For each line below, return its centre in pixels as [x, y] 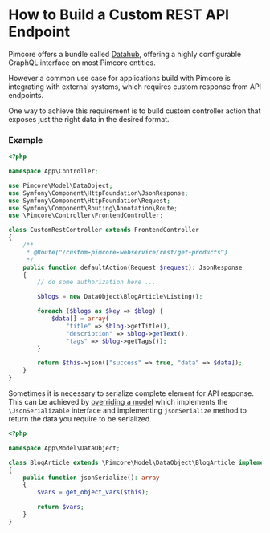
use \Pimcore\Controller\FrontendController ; [86, 216]
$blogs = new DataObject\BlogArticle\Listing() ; [120, 297]
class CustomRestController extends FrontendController [104, 230]
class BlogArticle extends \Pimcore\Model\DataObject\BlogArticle [122, 462]
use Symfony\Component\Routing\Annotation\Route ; [93, 208]
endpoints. [26, 95]
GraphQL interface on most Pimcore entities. [82, 63]
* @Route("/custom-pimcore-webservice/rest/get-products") [127, 252]
